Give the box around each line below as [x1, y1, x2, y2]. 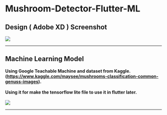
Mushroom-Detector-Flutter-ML [5, 3, 141, 14]
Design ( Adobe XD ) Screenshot [5, 23, 107, 31]
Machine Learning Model [5, 55, 84, 63]
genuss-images [5, 78, 39, 85]
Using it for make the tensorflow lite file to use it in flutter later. [5, 89, 137, 95]
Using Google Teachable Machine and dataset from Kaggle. [5, 68, 131, 74]
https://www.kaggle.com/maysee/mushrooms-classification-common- [6, 73, 159, 79]
